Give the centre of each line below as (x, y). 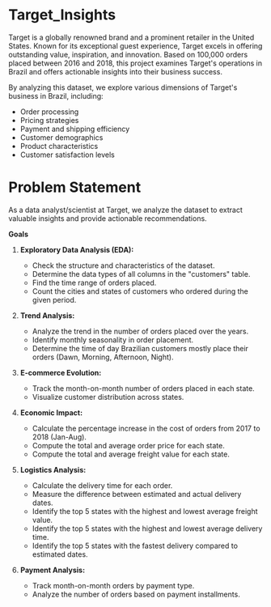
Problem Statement (75, 187)
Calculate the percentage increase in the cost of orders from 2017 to (146, 428)
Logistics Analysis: (53, 469)
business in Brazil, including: (56, 96)
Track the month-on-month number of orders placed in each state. (143, 388)
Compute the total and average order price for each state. (128, 445)
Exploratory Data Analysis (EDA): (77, 249)
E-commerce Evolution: (61, 372)
